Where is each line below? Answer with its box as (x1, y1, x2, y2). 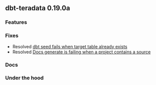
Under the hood (5, 75, 44, 82)
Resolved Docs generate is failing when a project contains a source (12, 49, 151, 55)
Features (5, 19, 27, 26)
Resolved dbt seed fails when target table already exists (12, 43, 128, 49)
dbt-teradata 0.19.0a (5, 4, 70, 12)
